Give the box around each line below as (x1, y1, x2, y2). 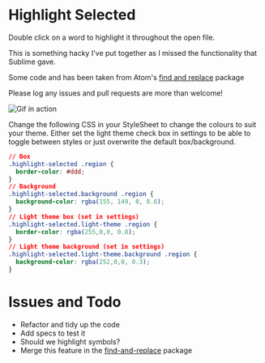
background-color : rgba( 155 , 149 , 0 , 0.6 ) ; (15, 198, 165, 206)
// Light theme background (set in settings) (8, 243, 165, 251)
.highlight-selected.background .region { (8, 190, 154, 199)
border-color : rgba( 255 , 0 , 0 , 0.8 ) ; (15, 228, 136, 236)
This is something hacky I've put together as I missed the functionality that (8, 48, 258, 58)
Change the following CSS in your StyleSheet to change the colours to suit (8, 119, 257, 129)
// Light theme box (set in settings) (8, 212, 139, 220)
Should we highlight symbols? (19, 336, 121, 346)
